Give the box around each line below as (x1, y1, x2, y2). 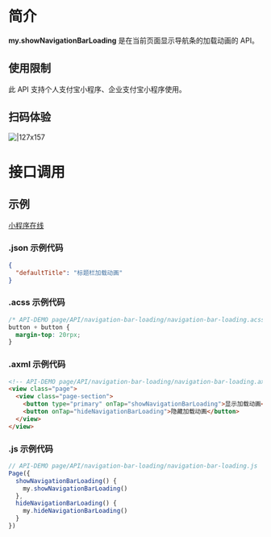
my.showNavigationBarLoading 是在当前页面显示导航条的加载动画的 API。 (8, 35, 260, 45)
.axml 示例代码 (8, 359, 66, 370)
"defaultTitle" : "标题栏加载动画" (15, 268, 123, 277)
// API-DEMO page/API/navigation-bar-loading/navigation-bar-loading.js (8, 462, 258, 470)
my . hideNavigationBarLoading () (23, 507, 128, 515)
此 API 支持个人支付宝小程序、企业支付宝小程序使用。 (8, 84, 187, 94)
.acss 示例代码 (8, 297, 66, 308)
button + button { (8, 323, 70, 331)
